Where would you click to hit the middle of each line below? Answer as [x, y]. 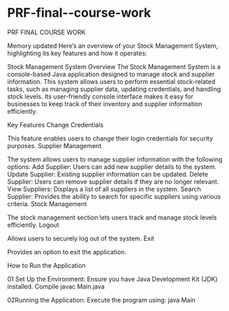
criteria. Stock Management [47, 203]
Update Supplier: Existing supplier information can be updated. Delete [108, 174]
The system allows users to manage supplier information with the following [115, 159]
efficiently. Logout [33, 224]
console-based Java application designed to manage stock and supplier [111, 74]
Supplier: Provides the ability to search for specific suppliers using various [114, 196]
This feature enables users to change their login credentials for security [110, 138]
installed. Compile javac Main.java [56, 286]
